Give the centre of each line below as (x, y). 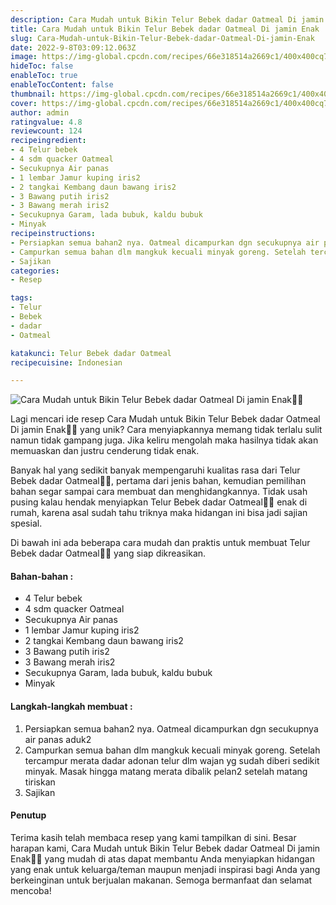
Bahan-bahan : (42, 576)
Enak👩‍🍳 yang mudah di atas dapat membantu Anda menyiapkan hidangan (162, 858)
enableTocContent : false (62, 85)
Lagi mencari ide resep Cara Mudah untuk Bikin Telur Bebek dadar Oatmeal (165, 419)
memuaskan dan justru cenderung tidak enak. (105, 451)
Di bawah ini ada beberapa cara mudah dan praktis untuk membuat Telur (160, 543)
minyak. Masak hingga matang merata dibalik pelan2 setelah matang (166, 771)
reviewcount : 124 (46, 131)
